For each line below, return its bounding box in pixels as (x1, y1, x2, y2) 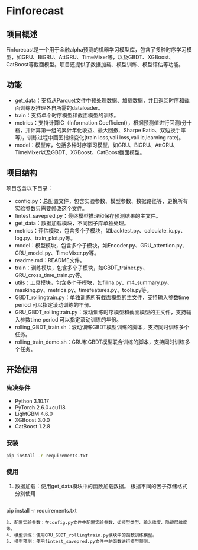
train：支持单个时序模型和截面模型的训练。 (14, 112, 119, 119)
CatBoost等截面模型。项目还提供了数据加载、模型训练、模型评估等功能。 (6, 61, 184, 68)
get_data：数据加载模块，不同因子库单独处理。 (14, 220, 129, 227)
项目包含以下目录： (6, 185, 53, 192)
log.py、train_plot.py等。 (14, 234, 76, 241)
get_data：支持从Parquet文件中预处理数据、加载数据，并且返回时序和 (14, 97, 184, 104)
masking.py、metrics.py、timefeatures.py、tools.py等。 (14, 286, 152, 293)
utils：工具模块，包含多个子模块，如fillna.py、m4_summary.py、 (14, 279, 173, 286)
